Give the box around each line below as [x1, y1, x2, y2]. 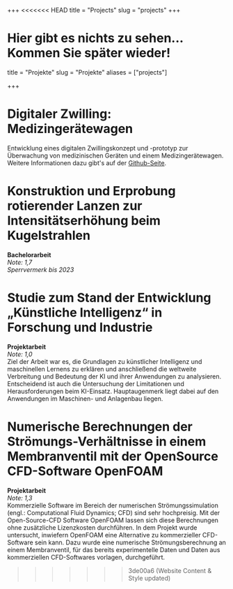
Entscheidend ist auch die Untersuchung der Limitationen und [7, 379, 184, 388]
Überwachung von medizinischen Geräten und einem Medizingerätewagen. [7, 151, 224, 160]
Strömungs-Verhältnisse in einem [7, 434, 207, 449]
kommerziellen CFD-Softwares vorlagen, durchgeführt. [7, 553, 166, 561]
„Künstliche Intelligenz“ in [7, 305, 163, 320]
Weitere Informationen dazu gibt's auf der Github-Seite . [7, 158, 167, 167]
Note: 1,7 [7, 258, 33, 266]
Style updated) [128, 574, 171, 582]
